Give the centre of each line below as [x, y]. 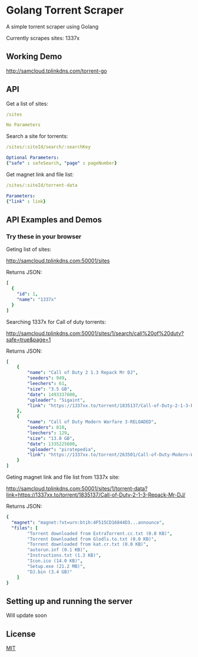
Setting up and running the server [69, 601]
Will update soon [27, 615]
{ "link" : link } [26, 201]
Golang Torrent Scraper [65, 10]
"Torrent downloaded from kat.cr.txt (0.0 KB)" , [88, 544]
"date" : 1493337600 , [52, 395]
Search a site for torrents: [37, 136]
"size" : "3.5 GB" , [50, 389]
